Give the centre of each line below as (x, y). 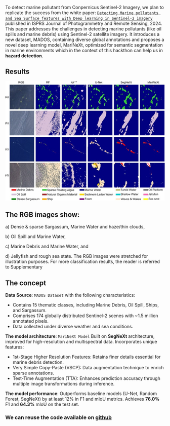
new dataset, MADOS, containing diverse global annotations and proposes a (85, 40)
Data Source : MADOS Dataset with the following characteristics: (70, 295)
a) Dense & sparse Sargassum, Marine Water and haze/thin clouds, (75, 227)
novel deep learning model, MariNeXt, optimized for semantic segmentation (84, 45)
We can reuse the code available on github (59, 417)
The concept (26, 283)
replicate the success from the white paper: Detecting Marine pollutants (82, 13)
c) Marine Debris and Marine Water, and (47, 246)
